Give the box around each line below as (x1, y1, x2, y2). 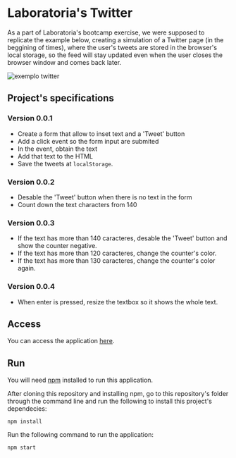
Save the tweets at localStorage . (17, 159, 113, 168)
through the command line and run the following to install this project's (7, 397, 213, 406)
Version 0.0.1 (7, 113, 53, 123)
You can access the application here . (7, 337, 115, 345)
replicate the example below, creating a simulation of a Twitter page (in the (7, 35, 224, 44)
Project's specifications (7, 92, 115, 104)
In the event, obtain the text (17, 144, 98, 153)
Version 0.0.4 (7, 282, 55, 292)
